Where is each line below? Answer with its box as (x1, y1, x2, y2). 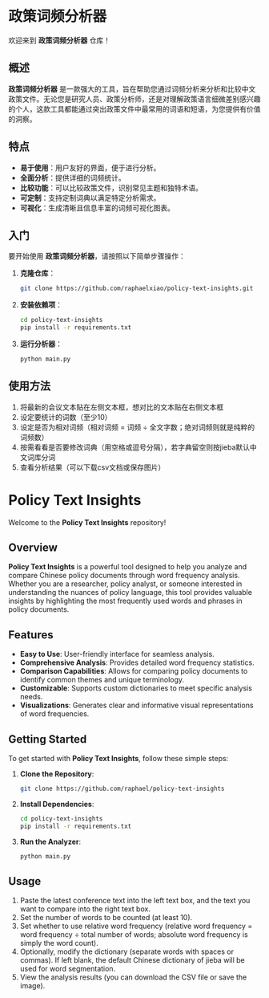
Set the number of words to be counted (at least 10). (19, 913, 193, 923)
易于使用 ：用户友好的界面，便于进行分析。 (19, 162, 161, 173)
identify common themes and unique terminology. (19, 675, 185, 685)
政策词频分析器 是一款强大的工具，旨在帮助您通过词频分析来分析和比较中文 (8, 84, 256, 93)
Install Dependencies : (19, 799, 94, 809)
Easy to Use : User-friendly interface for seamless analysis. (19, 650, 215, 659)
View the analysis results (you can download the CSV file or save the (19, 972, 247, 982)
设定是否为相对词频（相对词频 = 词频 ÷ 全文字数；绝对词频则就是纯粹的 (19, 422, 255, 432)
